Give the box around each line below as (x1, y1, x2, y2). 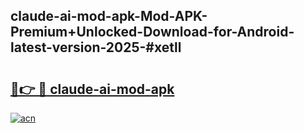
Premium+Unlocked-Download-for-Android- (10, 24, 295, 41)
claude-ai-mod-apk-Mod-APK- (10, 8, 208, 25)
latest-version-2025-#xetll (10, 39, 182, 56)
